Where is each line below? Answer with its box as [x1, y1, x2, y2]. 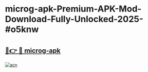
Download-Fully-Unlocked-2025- [5, 14, 144, 25]
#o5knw [5, 24, 39, 35]
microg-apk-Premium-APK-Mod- [5, 3, 142, 14]
